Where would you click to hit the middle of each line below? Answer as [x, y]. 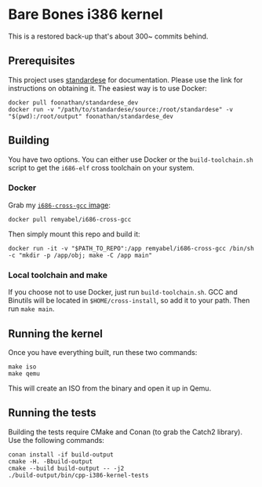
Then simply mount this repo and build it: [74, 234]
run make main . [31, 309]
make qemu [24, 373]
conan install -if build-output [61, 454]
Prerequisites [42, 61]
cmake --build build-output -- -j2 [66, 468]
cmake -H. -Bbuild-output [50, 461]
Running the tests [52, 413]
